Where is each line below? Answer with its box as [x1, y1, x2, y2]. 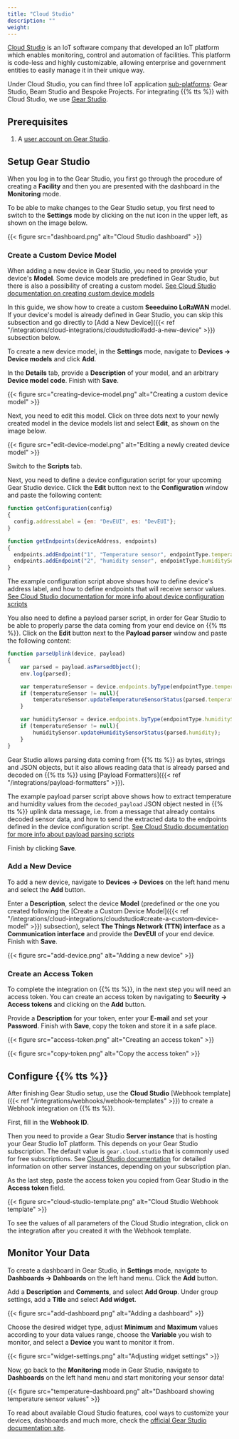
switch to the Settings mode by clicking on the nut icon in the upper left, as [7, 211, 228, 219]
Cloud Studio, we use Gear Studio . [7, 95, 109, 104]
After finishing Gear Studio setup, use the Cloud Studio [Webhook [7, 1088, 201, 1097]
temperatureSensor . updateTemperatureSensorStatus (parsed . [33, 696, 208, 703]
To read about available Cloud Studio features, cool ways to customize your [7, 1408, 229, 1417]
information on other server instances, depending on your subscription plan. [7, 1162, 231, 1170]
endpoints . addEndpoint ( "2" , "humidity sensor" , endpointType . [14, 558, 202, 565]
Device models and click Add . [7, 355, 97, 363]
